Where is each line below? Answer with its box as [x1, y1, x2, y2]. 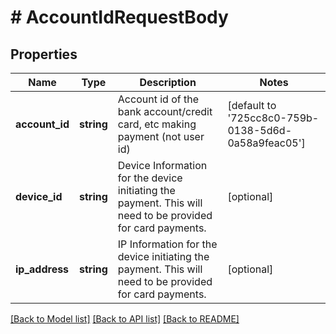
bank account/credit [117, 105, 213, 118]
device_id [15, 190, 63, 203]
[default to [227, 99, 277, 112]
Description [139, 76, 197, 89]
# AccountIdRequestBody [10, 6, 229, 29]
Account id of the [117, 92, 199, 106]
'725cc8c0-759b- [227, 111, 320, 125]
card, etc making [117, 117, 197, 131]
